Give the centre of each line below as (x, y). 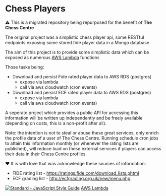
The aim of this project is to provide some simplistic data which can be (77, 52)
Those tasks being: (25, 67)
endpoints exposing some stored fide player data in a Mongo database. (78, 42)
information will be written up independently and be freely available (74, 118)
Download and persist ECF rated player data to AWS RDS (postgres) (82, 92)
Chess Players (35, 9)
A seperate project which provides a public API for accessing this (72, 113)
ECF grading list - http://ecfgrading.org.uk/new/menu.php (71, 178)
